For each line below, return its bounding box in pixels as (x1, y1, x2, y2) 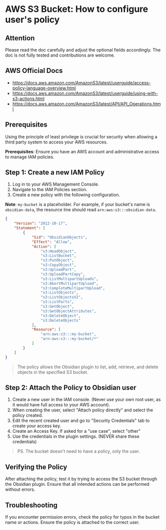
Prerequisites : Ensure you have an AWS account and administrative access (5, 148, 160, 154)
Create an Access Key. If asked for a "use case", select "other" (12, 428, 141, 434)
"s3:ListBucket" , (40, 253, 77, 259)
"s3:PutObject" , (40, 258, 74, 263)
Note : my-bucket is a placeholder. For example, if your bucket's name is (5, 201, 150, 207)
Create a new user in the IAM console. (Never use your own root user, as (12, 397, 161, 402)
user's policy (5, 14, 60, 25)
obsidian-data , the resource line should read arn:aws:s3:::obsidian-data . (5, 207, 157, 213)
